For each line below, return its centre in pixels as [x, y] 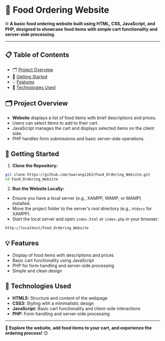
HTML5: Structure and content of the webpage [60, 298]
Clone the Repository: [35, 166]
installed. [21, 204]
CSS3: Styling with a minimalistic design [53, 303]
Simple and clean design [37, 271]
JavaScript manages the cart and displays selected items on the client [83, 128]
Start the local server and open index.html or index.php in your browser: [85, 219]
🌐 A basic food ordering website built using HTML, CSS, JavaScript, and [80, 24]
